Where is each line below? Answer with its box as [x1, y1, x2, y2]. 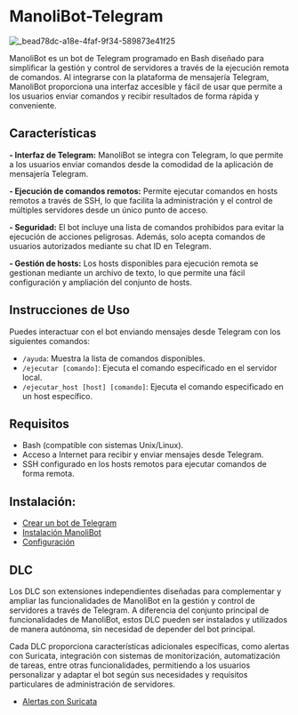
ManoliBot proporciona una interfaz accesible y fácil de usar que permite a [9, 81, 283, 92]
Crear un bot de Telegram [21, 518, 117, 528]
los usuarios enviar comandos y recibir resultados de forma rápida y [9, 91, 260, 101]
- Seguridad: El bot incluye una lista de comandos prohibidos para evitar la [9, 221, 285, 232]
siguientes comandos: [9, 335, 91, 346]
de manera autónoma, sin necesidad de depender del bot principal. [9, 624, 256, 634]
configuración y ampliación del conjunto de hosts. [9, 277, 193, 287]
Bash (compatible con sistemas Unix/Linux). [21, 440, 184, 451]
